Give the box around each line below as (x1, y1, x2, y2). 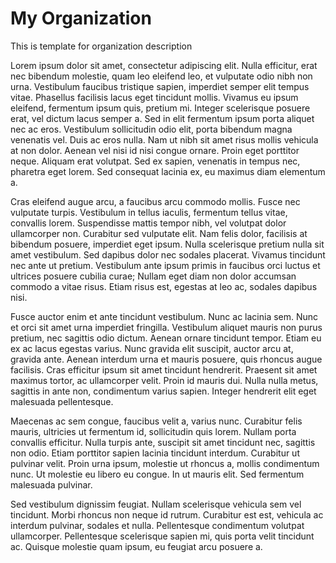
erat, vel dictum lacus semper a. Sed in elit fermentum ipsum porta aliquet (10, 112, 315, 124)
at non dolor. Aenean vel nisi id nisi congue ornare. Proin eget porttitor (10, 144, 300, 156)
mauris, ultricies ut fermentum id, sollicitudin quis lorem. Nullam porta (10, 425, 297, 437)
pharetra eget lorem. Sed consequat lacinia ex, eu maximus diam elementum (10, 165, 326, 177)
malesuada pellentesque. (10, 395, 114, 407)
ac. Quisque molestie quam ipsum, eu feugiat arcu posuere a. (10, 540, 263, 552)
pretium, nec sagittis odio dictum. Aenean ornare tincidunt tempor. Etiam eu (10, 332, 322, 344)
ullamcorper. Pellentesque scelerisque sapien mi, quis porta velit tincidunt (10, 530, 315, 542)
